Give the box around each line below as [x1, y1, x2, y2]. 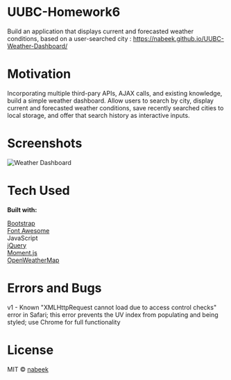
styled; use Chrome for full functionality [7, 318, 121, 326]
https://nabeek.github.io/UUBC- [132, 34, 224, 42]
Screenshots [7, 136, 83, 151]
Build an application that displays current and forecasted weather [7, 27, 194, 35]
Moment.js [7, 248, 38, 257]
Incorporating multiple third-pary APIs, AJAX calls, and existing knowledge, [7, 89, 223, 97]
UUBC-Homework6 [7, 4, 121, 20]
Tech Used [7, 183, 71, 198]
